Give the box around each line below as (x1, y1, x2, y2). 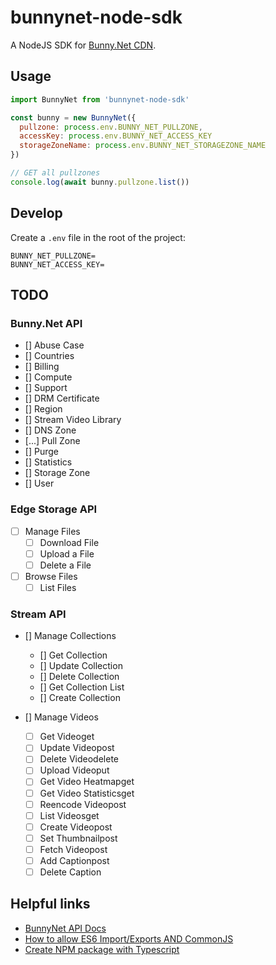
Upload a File (39, 547, 95, 560)
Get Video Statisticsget (39, 787, 135, 799)
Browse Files (24, 570, 78, 582)
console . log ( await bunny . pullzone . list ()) (10, 177, 190, 187)
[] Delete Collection (39, 671, 120, 683)
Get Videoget (39, 731, 95, 743)
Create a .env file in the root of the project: (10, 231, 186, 243)
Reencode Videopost (39, 798, 127, 810)
